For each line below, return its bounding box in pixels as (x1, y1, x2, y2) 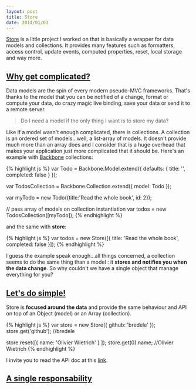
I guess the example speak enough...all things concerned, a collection (6, 252, 175, 260)
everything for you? (6, 271, 54, 278)
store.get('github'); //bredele (6, 328, 75, 334)
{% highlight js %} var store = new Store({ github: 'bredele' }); (6, 321, 156, 328)
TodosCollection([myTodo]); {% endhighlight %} (6, 212, 123, 219)
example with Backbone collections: (6, 154, 93, 161)
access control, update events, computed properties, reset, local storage (6, 48, 183, 55)
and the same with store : (6, 223, 67, 230)
